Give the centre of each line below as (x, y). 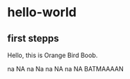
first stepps (33, 38)
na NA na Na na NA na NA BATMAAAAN (66, 69)
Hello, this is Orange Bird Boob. (53, 55)
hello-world (42, 12)
